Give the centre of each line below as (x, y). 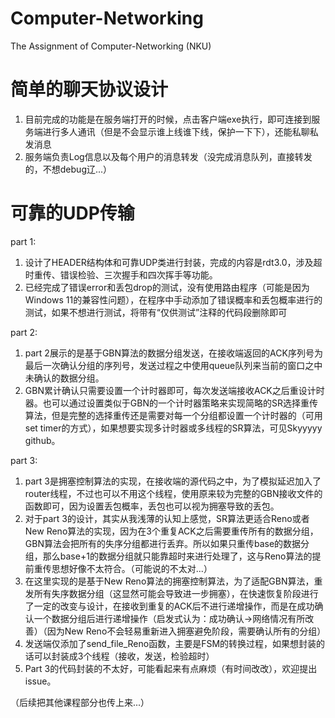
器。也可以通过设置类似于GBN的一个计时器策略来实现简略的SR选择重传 (171, 403)
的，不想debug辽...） (68, 169)
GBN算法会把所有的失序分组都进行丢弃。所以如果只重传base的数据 (163, 543)
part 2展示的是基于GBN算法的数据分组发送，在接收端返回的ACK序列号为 (173, 353)
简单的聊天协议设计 (89, 89)
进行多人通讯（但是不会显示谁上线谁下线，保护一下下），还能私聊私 (180, 131)
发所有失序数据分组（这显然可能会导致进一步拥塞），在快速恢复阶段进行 (171, 593)
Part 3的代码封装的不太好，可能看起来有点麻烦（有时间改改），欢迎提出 (171, 668)
